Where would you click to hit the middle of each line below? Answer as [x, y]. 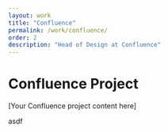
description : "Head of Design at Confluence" [84, 45]
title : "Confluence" [42, 23]
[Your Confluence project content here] [73, 106]
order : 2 [23, 38]
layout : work [30, 15]
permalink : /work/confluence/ [58, 30]
